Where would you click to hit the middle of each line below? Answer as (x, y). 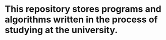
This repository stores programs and (83, 9)
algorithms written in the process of (81, 20)
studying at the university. (61, 30)
